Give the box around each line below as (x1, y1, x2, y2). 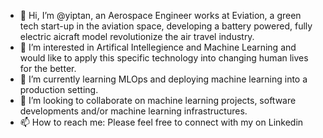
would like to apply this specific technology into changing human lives (19, 52, 309, 64)
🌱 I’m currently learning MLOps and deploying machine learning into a (19, 73, 308, 85)
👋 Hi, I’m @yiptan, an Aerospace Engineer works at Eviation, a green (19, 10, 302, 21)
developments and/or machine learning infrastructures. (19, 105, 248, 117)
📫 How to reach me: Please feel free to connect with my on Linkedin (19, 116, 304, 128)
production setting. (19, 84, 99, 95)
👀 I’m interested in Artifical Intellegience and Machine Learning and (19, 41, 297, 53)
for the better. (19, 63, 77, 74)
